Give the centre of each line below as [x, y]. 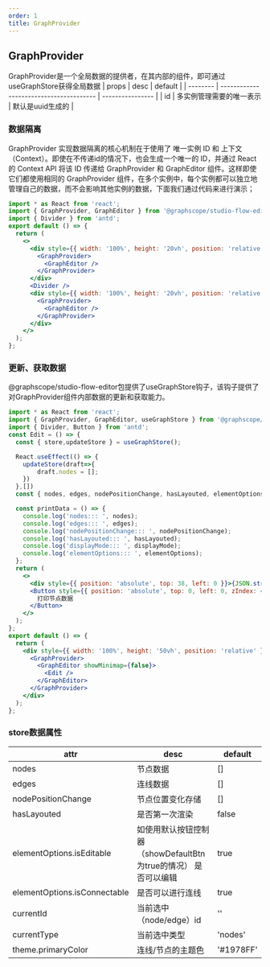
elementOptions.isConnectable [71, 892]
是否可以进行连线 [169, 892]
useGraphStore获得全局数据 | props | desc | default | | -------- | [114, 86]
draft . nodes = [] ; [68, 471]
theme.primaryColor [50, 949]
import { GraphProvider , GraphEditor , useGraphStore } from [111, 420]
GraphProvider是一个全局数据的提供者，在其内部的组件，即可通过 [117, 76]
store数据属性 [35, 733]
